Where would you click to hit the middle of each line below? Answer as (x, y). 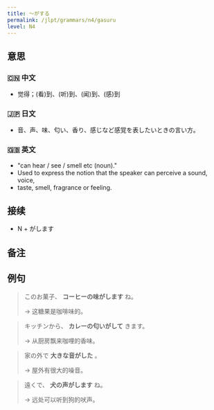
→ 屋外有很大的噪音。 (55, 370)
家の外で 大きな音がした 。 (62, 355)
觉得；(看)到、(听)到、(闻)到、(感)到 (69, 94)
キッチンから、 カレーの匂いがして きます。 (86, 326)
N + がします (35, 229)
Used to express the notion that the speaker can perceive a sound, (112, 172)
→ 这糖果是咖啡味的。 (55, 311)
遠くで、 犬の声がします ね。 (65, 384)
